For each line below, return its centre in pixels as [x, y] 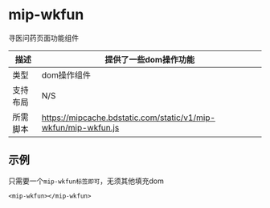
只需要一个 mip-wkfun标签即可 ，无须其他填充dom [86, 181]
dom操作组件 [66, 75]
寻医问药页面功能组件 [43, 38]
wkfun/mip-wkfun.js [80, 127]
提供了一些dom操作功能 [149, 59]
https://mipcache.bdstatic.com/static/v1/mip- [128, 118]
